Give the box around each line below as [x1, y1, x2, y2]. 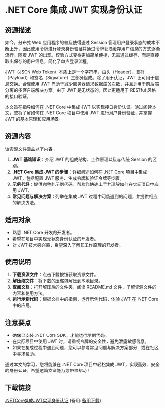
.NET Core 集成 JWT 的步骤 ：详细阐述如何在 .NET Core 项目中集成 [12, 169, 147, 175]
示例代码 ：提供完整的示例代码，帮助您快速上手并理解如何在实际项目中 [12, 181, 155, 187]
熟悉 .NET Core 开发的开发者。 [12, 229, 75, 235]
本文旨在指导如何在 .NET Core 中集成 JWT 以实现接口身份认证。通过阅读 [5, 104, 152, 110]
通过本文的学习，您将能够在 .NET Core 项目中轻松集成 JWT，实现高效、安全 [5, 361, 160, 368]
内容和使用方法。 [12, 290, 47, 296]
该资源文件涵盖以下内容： [5, 146, 57, 152]
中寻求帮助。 [12, 351, 38, 357]
